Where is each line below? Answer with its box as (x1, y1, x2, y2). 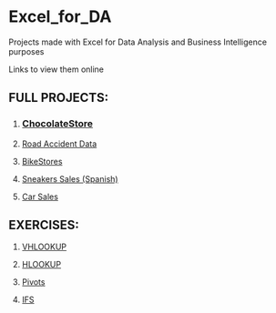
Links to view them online (8, 64, 105, 75)
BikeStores (21, 156, 63, 167)
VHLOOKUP (21, 241, 67, 252)
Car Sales (21, 191, 58, 202)
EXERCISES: (8, 217, 79, 233)
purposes (8, 45, 45, 56)
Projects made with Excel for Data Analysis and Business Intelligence (8, 36, 268, 47)
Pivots (21, 277, 46, 288)
